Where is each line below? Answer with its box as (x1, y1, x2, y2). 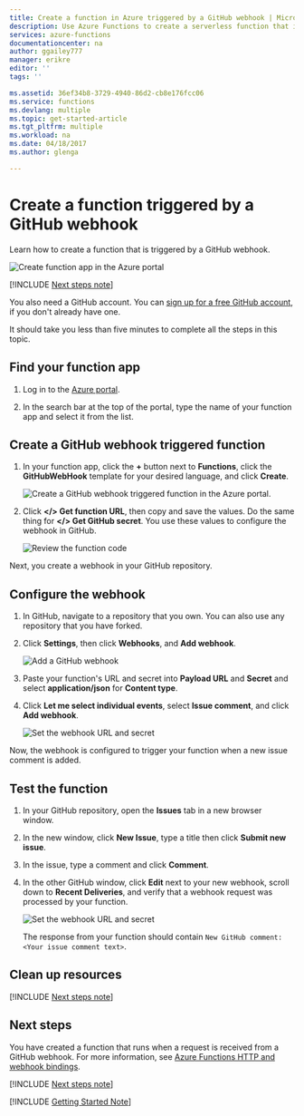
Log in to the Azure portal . (22, 383, 120, 394)
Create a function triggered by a (9, 194, 255, 215)
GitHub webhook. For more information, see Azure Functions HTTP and (9, 1051, 276, 1062)
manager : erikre (9, 55, 71, 64)
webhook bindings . (9, 1061, 81, 1072)
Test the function (9, 781, 109, 796)
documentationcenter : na (9, 38, 103, 48)
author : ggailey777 (9, 47, 83, 56)
